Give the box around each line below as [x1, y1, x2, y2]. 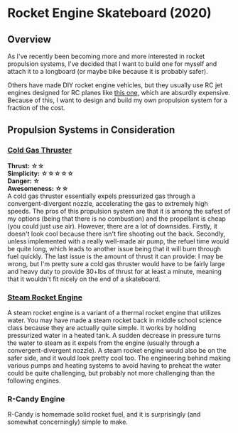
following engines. [7, 376, 61, 385]
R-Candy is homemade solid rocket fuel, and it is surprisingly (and [7, 410, 201, 419]
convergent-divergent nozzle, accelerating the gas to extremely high [7, 199, 208, 207]
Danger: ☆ [7, 176, 40, 185]
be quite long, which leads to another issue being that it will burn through [7, 244, 222, 253]
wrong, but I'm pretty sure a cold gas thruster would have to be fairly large [7, 259, 225, 268]
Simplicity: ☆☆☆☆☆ [7, 169, 75, 177]
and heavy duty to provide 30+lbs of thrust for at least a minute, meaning [7, 267, 222, 275]
